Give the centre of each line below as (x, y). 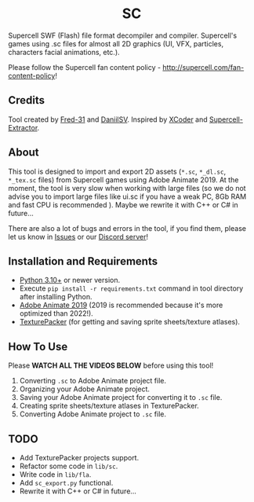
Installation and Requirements (83, 261)
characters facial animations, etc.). (64, 52)
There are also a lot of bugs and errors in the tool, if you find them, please (127, 228)
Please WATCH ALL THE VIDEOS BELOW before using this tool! (111, 365)
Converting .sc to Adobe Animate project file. (93, 381)
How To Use (38, 346)
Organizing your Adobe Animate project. (85, 389)
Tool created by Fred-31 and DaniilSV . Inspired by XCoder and (108, 119)
